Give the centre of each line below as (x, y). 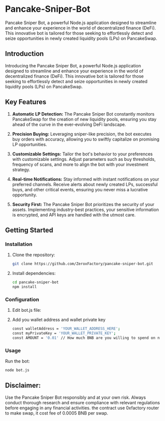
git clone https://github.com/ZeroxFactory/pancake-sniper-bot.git (82, 264)
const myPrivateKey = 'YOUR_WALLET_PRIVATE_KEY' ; (64, 333)
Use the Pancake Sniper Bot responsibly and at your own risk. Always (76, 397)
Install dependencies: (34, 273)
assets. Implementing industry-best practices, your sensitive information (85, 210)
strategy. (21, 169)
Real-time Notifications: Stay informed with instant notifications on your (86, 179)
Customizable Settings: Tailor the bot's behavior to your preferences (82, 154)
